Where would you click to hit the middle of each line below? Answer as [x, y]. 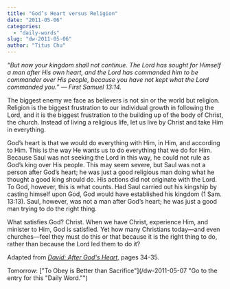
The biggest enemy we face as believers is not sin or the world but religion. [113, 100]
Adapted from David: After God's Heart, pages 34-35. [83, 257]
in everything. [26, 129]
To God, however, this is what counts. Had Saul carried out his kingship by [112, 187]
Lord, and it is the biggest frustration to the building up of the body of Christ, [115, 115]
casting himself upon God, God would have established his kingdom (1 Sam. [114, 194]
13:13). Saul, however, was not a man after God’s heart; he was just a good [112, 201]
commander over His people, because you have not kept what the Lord [108, 79]
